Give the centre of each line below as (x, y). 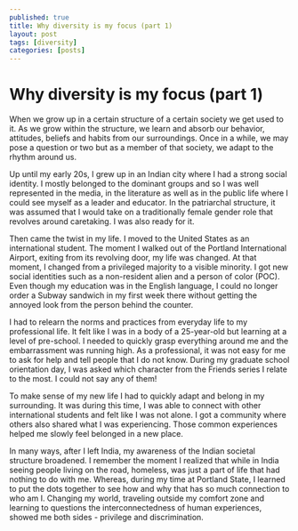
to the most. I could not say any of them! (83, 379)
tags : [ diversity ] (43, 42)
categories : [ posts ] (48, 51)
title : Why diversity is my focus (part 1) (91, 26)
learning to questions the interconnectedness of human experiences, (136, 508)
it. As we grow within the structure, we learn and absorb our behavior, (137, 129)
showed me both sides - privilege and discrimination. (107, 518)
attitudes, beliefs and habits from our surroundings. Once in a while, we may (149, 138)
